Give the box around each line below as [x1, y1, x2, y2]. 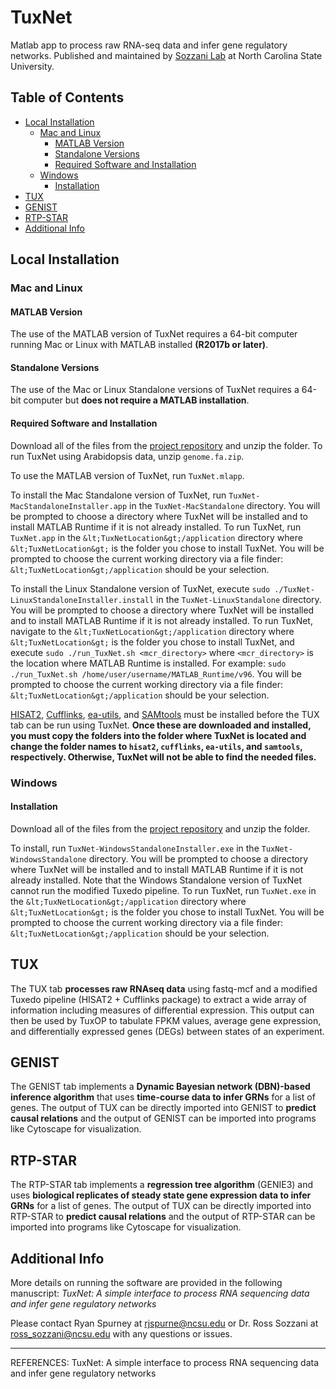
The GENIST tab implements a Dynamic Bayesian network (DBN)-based [10, 1081, 311, 1093]
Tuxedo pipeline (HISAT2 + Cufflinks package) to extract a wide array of [10, 993, 307, 1005]
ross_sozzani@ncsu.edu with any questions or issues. [10, 1328, 233, 1340]
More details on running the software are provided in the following [10, 1277, 283, 1289]
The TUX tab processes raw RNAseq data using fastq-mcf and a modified [10, 982, 318, 995]
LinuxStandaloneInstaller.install [10, 595, 155, 605]
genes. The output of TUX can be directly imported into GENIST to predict [10, 1102, 317, 1114]
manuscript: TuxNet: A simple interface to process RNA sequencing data [10, 1287, 310, 1300]
